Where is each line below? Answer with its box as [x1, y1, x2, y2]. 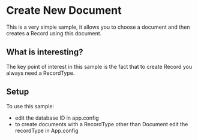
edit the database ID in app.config [14, 114, 99, 121]
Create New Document [6, 4, 122, 17]
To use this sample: [6, 102, 55, 109]
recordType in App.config [14, 127, 79, 134]
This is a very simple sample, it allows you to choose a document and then [6, 23, 190, 31]
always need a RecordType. [6, 69, 75, 77]
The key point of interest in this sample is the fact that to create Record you [6, 63, 193, 70]
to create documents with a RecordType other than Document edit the [14, 120, 188, 127]
